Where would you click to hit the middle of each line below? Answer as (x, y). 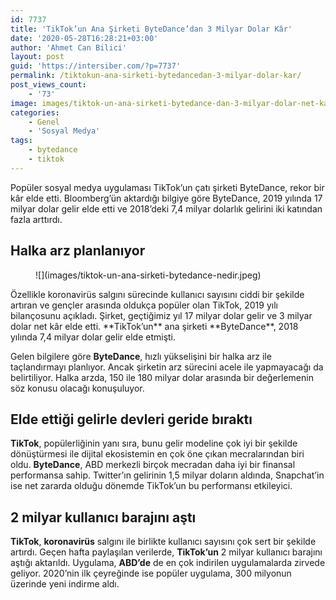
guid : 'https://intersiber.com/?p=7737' (96, 66)
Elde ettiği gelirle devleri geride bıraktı (131, 419)
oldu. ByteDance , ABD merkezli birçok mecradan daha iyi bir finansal (153, 465)
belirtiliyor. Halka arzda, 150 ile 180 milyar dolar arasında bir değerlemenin (162, 377)
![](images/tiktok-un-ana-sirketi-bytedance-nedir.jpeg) (148, 275)
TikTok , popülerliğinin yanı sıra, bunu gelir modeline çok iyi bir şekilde (154, 443)
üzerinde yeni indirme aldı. (65, 584)
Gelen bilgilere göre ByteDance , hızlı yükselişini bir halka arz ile (141, 356)
